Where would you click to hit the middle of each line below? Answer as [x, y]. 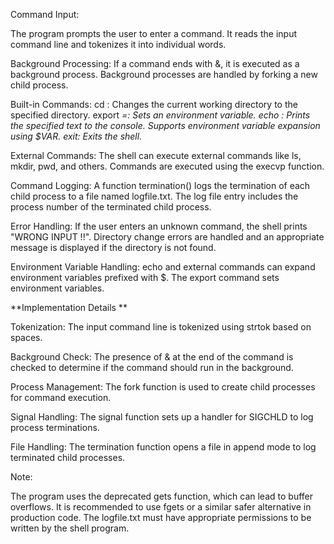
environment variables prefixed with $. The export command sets [145, 277]
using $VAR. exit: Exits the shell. [76, 136]
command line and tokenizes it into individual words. [118, 44]
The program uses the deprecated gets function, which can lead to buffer [161, 496]
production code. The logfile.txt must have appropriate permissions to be [161, 517]
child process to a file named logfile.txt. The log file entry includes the [154, 196]
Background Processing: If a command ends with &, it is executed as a [155, 63]
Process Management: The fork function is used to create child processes [163, 387]
